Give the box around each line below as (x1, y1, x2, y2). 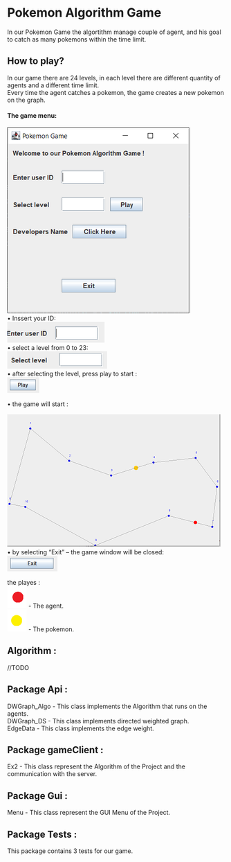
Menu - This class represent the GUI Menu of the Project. (7, 809, 171, 817)
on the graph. (7, 96, 46, 104)
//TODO (7, 663, 30, 671)
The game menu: (7, 112, 57, 120)
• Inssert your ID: (7, 314, 57, 322)
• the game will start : (7, 400, 69, 408)
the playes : (7, 578, 40, 586)
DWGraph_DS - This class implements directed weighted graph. (7, 716, 190, 725)
